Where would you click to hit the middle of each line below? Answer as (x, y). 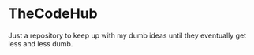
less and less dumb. (41, 43)
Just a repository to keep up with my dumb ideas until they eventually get (127, 35)
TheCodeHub (53, 14)
